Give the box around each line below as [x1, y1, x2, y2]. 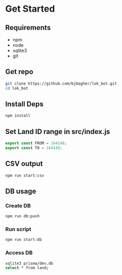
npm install [5, 113, 30, 118]
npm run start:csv [5, 173, 44, 178]
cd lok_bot [5, 86, 28, 91]
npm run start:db [5, 237, 42, 243]
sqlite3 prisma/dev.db [5, 261, 53, 266]
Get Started [5, 3, 55, 15]
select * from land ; [5, 265, 49, 270]
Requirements [5, 23, 51, 32]
